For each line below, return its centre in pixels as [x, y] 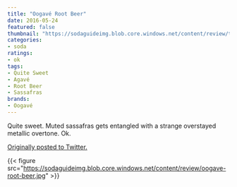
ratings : [20, 54]
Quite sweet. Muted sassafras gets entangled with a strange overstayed [112, 126]
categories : [25, 40]
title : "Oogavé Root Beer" [47, 14]
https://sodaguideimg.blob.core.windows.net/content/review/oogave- [125, 168]
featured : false [31, 27]
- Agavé [19, 79]
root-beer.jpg [26, 175]
